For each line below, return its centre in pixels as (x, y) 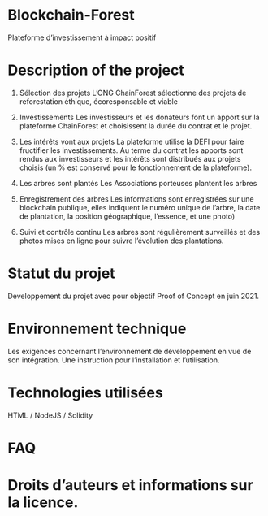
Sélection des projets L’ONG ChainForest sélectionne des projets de (133, 93)
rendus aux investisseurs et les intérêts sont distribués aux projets (130, 158)
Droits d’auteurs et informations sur (130, 486)
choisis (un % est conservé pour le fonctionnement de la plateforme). (136, 167)
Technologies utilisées (85, 392)
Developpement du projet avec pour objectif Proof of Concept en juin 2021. (134, 296)
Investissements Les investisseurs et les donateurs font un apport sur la (140, 117)
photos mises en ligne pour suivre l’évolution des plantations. (121, 241)
